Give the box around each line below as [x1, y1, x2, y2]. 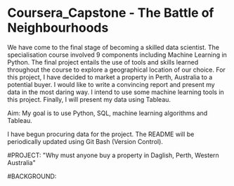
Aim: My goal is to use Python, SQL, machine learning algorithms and [7, 109, 208, 117]
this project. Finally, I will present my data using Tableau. [7, 95, 171, 103]
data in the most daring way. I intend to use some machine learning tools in [7, 88, 225, 96]
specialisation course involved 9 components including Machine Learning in [7, 51, 227, 59]
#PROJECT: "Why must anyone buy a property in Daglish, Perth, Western [7, 151, 219, 159]
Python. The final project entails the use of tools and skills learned [7, 58, 199, 66]
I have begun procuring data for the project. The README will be [7, 130, 195, 138]
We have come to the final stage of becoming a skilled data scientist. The [7, 43, 220, 51]
